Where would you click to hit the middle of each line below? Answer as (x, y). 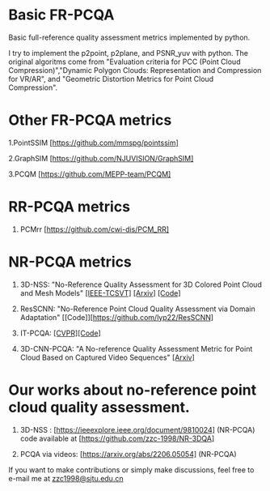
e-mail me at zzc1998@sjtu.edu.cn (66, 478)
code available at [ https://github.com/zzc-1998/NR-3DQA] (117, 438)
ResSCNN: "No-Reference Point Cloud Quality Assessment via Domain (138, 309)
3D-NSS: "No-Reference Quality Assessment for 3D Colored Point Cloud (141, 284)
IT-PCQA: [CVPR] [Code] (60, 333)
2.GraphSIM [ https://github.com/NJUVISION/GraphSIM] (101, 158)
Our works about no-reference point (133, 390)
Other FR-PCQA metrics (90, 120)
